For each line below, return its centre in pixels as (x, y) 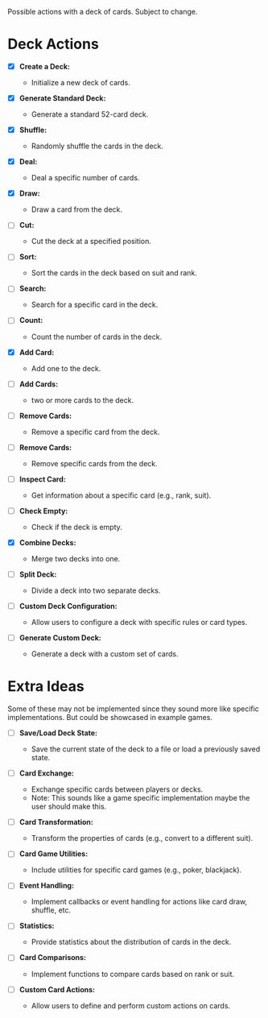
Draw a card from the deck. (76, 209)
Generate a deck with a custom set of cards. (105, 654)
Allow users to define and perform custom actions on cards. (131, 1005)
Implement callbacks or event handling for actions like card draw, (139, 902)
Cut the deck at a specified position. (91, 242)
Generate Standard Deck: (62, 98)
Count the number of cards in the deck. (97, 337)
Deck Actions (54, 44)
